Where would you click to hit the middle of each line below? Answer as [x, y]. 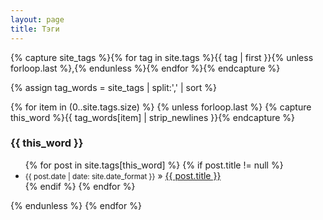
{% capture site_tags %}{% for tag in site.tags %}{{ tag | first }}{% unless [162, 57]
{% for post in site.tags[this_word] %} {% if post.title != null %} [154, 165]
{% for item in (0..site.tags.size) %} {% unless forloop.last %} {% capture [161, 107]
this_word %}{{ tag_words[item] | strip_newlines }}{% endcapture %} [153, 117]
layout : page [37, 19]
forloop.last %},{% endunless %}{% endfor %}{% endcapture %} [145, 68]
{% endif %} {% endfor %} [80, 186]
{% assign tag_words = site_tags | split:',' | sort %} [114, 87]
